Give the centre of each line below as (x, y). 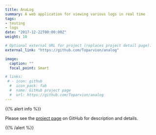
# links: (14, 77)
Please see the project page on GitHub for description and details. (72, 118)
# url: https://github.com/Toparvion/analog (57, 95)
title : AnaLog (20, 10)
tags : (11, 19)
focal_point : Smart (29, 68)
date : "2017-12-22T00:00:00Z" (36, 32)
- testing (15, 23)
